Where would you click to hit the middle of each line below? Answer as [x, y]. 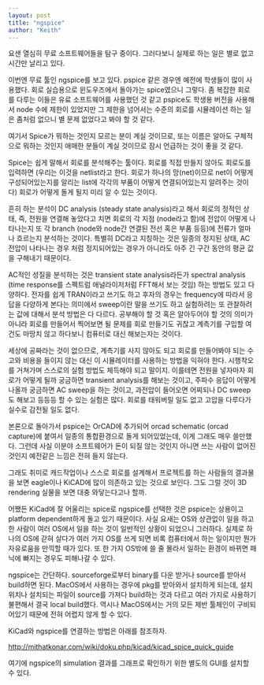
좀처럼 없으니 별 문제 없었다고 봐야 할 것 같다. [86, 120]
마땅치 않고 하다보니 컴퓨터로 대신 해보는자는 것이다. [102, 334]
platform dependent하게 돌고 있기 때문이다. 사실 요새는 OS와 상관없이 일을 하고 [131, 519]
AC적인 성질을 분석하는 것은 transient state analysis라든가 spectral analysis [127, 275]
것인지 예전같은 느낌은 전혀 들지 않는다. [68, 456]
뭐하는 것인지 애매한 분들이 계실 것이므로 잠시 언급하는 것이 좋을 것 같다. [133, 146]
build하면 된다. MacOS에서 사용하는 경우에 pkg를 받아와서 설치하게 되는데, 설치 [131, 585]
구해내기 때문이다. [44, 258]
